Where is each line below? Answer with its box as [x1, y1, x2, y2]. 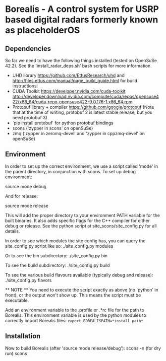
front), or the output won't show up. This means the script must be [5, 292, 141, 298]
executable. [5, 297, 29, 303]
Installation [5, 332, 41, 341]
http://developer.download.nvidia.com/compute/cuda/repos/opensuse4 [12, 93, 159, 99]
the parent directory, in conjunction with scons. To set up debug [5, 168, 136, 174]
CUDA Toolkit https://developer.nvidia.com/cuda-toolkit [12, 88, 126, 94]
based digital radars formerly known [5, 14, 159, 25]
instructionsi [12, 83, 38, 89]
